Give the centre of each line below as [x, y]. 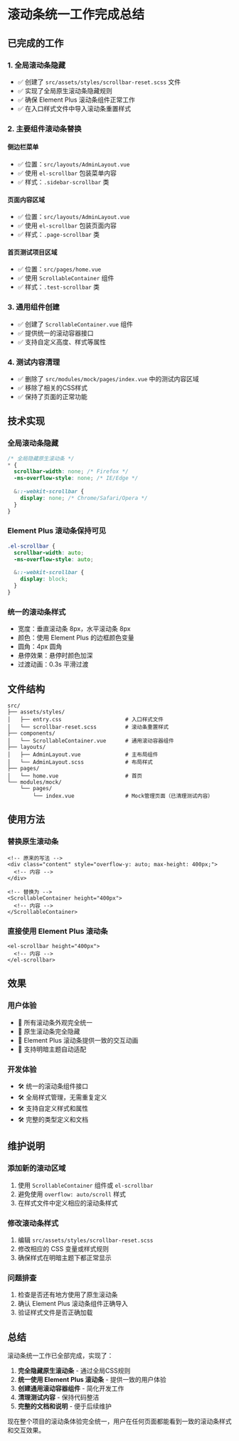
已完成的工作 [36, 43]
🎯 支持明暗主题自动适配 [52, 1049]
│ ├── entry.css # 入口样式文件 [85, 719]
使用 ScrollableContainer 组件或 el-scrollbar [85, 1185]
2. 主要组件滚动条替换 [44, 129]
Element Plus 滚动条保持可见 [57, 531]
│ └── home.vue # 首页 [75, 776]
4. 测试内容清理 [34, 362]
